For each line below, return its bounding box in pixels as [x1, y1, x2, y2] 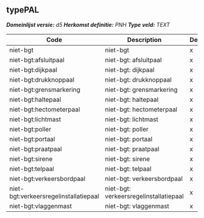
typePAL [6, 5, 39, 15]
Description [127, 35, 162, 44]
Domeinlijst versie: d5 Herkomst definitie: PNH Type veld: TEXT [6, 21, 170, 28]
